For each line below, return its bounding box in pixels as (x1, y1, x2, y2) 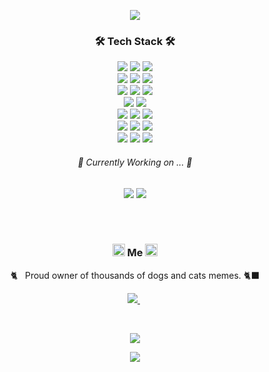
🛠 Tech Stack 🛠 (94, 34, 176, 48)
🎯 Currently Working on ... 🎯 (77, 156, 193, 168)
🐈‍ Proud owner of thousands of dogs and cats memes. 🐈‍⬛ (10, 269, 260, 281)
